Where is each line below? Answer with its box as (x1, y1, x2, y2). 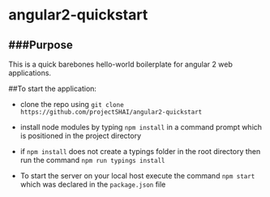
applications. (8, 68, 51, 78)
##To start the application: (8, 84, 97, 93)
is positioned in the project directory (19, 131, 142, 140)
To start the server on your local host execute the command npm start (19, 171, 255, 180)
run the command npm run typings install (19, 156, 165, 165)
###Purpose (8, 38, 73, 52)
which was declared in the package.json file (19, 180, 166, 189)
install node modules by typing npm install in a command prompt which (19, 122, 262, 131)
